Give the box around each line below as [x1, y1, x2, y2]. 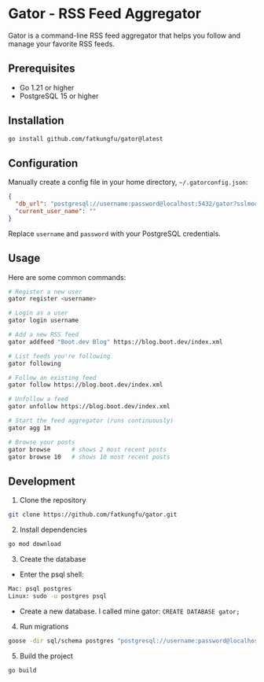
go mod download [8, 540, 61, 548]
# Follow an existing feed [8, 374, 97, 382]
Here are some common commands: [8, 272, 126, 282]
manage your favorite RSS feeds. [8, 39, 115, 48]
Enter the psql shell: [19, 570, 84, 579]
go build [8, 666, 37, 674]
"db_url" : [15, 200, 47, 208]
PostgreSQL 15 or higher [19, 91, 99, 101]
